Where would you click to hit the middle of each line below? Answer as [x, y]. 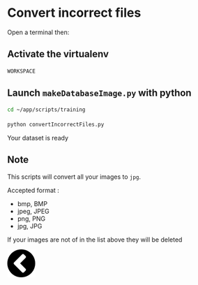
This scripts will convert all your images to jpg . [74, 177]
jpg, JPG [30, 226]
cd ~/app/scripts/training [46, 110]
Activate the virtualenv [58, 54]
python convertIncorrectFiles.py [56, 125]
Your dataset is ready [38, 138]
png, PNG [31, 219]
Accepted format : [33, 190]
